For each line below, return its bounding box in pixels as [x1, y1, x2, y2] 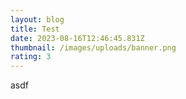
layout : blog [10, 14, 65, 25]
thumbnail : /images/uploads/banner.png [10, 42, 177, 53]
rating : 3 [10, 52, 52, 62]
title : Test [10, 24, 60, 34]
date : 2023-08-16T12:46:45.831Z [10, 33, 145, 43]
